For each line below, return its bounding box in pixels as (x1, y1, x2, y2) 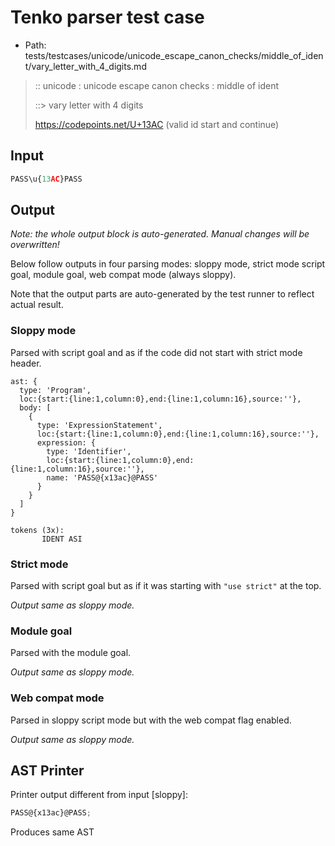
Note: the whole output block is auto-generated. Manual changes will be (10, 228, 310, 240)
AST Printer (10, 762, 85, 780)
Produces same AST (10, 826, 95, 838)
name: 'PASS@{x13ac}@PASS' (46, 472, 159, 483)
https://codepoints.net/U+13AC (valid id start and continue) (34, 118, 280, 130)
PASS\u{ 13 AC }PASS (10, 174, 83, 184)
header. (10, 357, 42, 369)
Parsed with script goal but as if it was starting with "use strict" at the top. (10, 580, 322, 592)
